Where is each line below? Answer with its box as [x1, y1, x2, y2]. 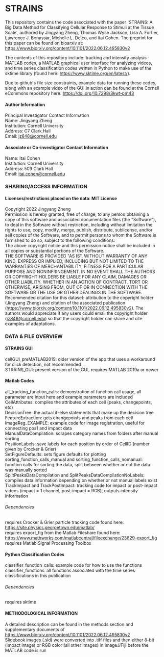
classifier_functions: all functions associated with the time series [5, 567, 136, 574]
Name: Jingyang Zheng [5, 118, 52, 124]
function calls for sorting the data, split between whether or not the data [5, 461, 151, 467]
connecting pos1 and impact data [5, 425, 72, 431]
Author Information [5, 101, 46, 107]
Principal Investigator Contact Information [5, 112, 90, 118]
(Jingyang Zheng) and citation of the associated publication [5, 300, 126, 306]
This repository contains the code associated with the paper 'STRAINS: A [5, 19, 153, 25]
